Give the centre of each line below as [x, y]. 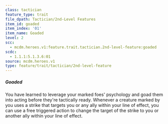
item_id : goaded [22, 24]
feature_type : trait [27, 15]
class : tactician [23, 10]
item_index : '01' [23, 29]
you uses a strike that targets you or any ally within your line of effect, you [82, 105]
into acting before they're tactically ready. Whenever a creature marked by [83, 100]
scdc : [11, 52]
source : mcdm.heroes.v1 [30, 61]
